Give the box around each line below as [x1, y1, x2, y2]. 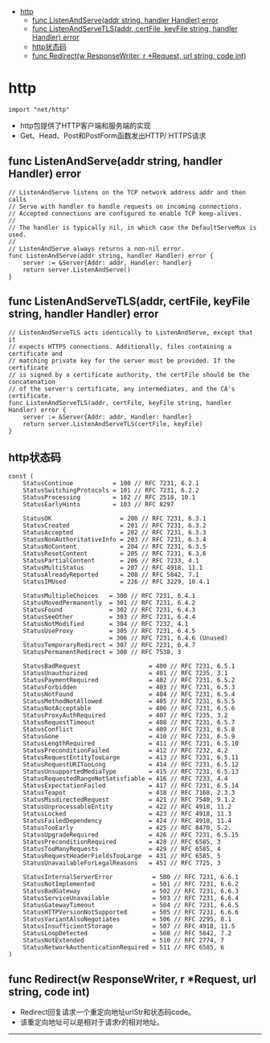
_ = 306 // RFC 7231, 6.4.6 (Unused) [22, 634, 228, 642]
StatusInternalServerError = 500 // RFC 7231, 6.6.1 [22, 873, 239, 881]
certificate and [8, 350, 63, 358]
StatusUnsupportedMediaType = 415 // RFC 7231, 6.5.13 [22, 767, 239, 776]
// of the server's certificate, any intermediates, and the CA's [8, 385, 235, 393]
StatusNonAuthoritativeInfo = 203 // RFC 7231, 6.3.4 [22, 536, 207, 544]
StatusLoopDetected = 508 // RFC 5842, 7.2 [22, 930, 231, 938]
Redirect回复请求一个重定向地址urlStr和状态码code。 [19, 1008, 195, 1017]
